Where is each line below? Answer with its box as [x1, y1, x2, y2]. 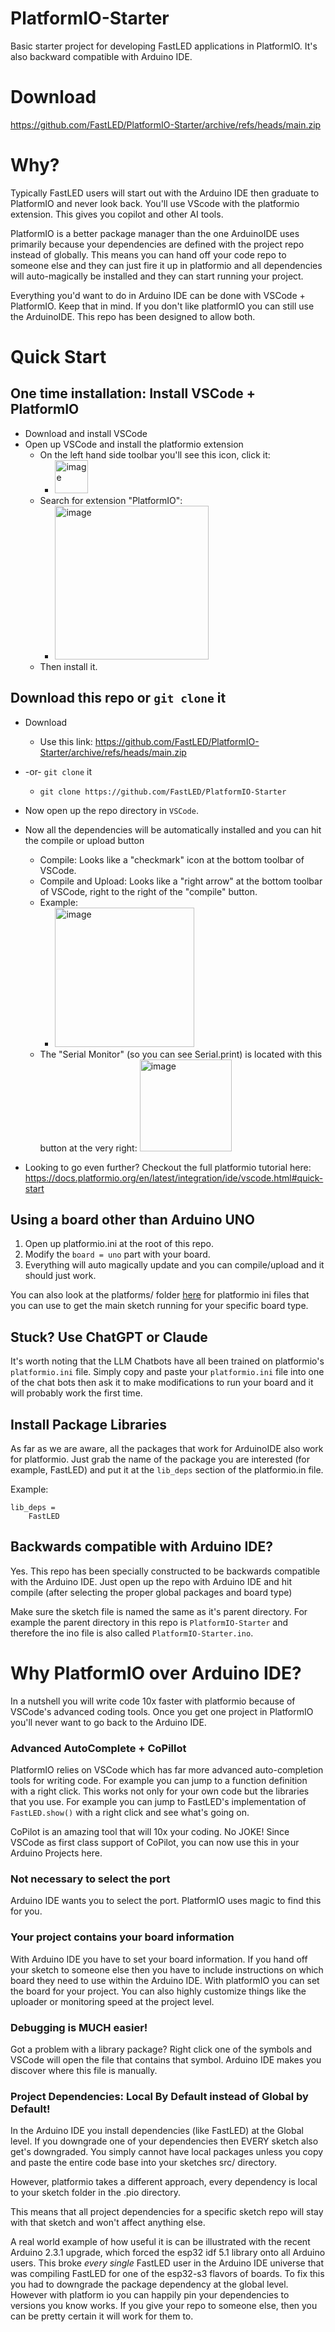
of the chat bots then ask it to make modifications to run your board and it [10, 1377, 314, 1389]
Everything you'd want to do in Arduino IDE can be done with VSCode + [10, 289, 306, 301]
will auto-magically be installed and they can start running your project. [10, 270, 304, 282]
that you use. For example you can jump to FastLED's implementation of [10, 1796, 307, 1808]
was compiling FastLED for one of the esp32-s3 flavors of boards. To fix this [10, 2268, 325, 2280]
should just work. [24, 1270, 97, 1282]
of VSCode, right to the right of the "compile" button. [39, 885, 258, 897]
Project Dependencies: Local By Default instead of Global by [10, 2089, 309, 2103]
